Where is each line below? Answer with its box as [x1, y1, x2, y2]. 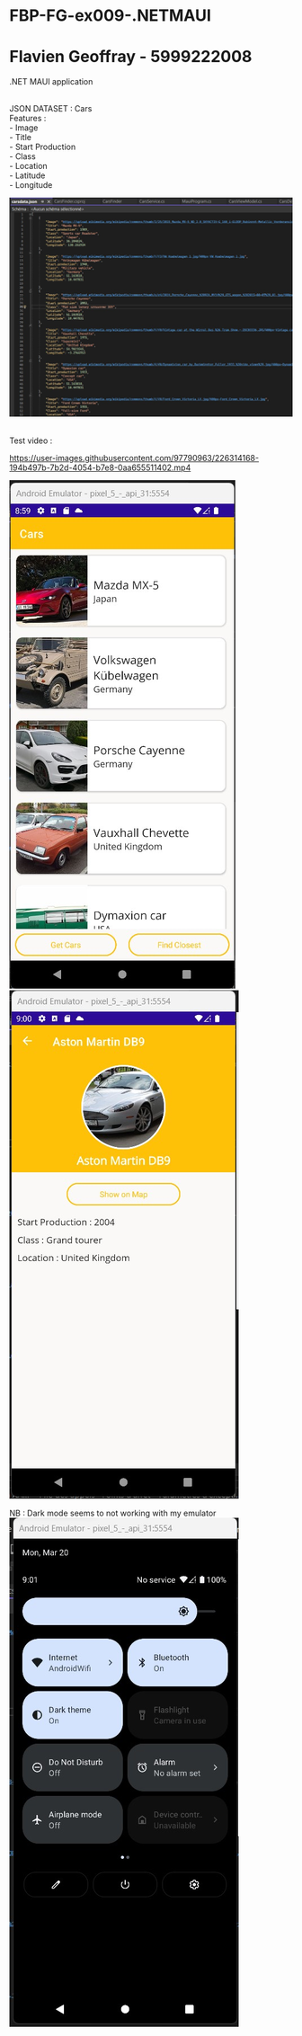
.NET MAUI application [9, 76, 93, 87]
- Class [9, 151, 36, 162]
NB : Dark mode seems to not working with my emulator [9, 1507, 217, 1519]
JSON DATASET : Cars [9, 103, 93, 114]
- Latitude [9, 170, 46, 181]
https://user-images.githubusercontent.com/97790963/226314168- [9, 453, 259, 464]
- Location [9, 161, 48, 172]
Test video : [9, 435, 53, 446]
